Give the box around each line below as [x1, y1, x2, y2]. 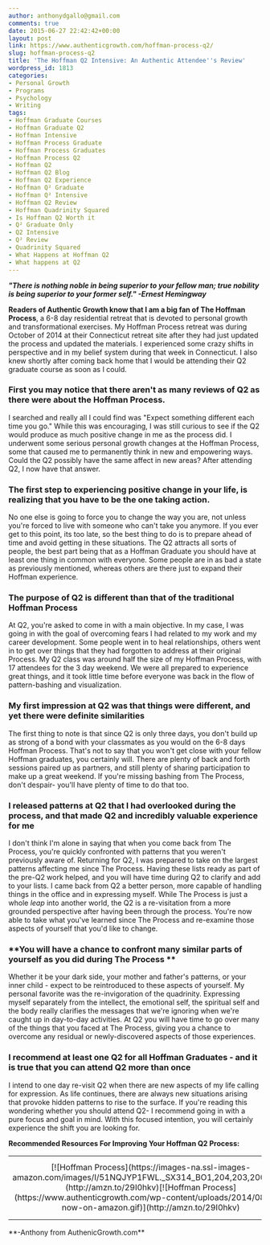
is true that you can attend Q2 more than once [8, 1062, 191, 1073]
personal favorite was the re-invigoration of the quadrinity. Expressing [8, 989, 240, 999]
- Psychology [8, 94, 52, 102]
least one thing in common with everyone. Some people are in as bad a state [8, 555, 262, 565]
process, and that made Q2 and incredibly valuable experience [8, 809, 259, 821]
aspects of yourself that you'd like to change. [8, 924, 158, 933]
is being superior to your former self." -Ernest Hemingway [8, 289, 207, 298]
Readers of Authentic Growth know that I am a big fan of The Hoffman [8, 305, 246, 314]
